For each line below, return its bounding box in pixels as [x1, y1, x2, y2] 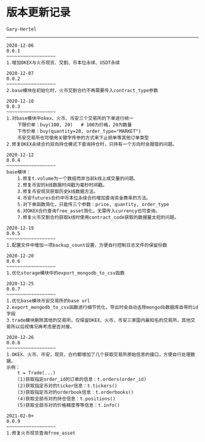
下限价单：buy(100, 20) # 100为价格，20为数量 [17, 121, 132, 128]
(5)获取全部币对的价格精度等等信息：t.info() [17, 402, 120, 408]
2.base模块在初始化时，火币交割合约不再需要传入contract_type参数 [6, 87, 159, 93]
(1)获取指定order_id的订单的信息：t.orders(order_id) [17, 376, 147, 382]
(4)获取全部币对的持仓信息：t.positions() [17, 396, 116, 402]
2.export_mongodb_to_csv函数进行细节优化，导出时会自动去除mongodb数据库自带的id [6, 304, 198, 310]
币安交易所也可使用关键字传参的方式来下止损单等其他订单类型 [17, 135, 149, 141]
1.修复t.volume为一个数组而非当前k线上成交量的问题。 [17, 175, 138, 182]
